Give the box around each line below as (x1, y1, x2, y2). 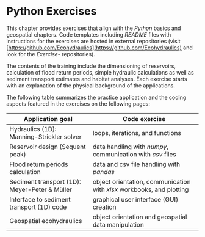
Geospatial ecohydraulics (9, 216, 82, 225)
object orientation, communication (92, 177, 191, 186)
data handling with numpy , (92, 142, 169, 151)
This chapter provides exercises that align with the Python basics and (6, 24, 181, 32)
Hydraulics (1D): (9, 125, 57, 133)
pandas (92, 167, 115, 176)
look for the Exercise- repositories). (6, 50, 96, 57)
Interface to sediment (9, 195, 71, 203)
